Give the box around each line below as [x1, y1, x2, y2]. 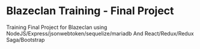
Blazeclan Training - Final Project [6, 4, 174, 18]
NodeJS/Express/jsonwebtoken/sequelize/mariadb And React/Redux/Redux [6, 30, 194, 37]
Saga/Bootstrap [6, 36, 45, 43]
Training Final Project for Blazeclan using [6, 24, 108, 31]
